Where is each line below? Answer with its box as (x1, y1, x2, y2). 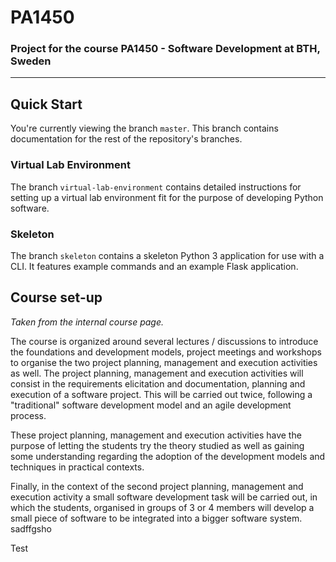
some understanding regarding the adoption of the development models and (10, 450, 326, 462)
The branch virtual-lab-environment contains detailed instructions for (10, 181, 302, 193)
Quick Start (10, 96, 83, 113)
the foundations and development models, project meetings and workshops (10, 346, 322, 358)
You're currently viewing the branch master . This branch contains (10, 122, 279, 135)
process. (10, 409, 47, 421)
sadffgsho (10, 522, 52, 535)
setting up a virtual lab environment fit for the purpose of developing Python (10, 191, 324, 203)
